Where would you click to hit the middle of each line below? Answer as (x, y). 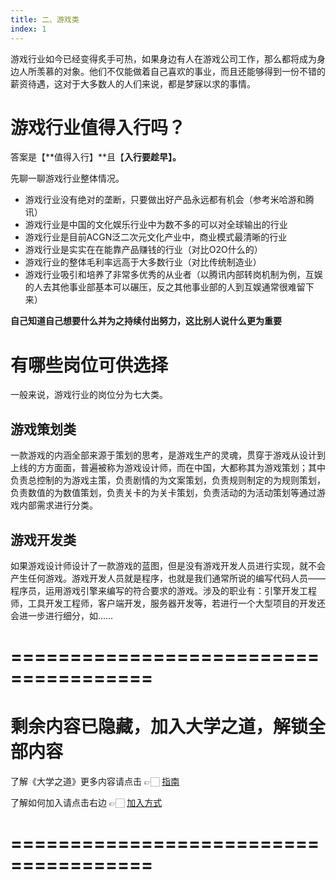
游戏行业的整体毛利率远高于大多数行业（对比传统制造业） (143, 262)
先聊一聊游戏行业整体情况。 (67, 178)
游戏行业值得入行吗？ (98, 127)
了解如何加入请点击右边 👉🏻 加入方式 (86, 803)
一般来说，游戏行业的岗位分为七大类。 (89, 395)
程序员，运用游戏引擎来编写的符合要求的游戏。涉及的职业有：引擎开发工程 (163, 590)
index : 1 (28, 29)
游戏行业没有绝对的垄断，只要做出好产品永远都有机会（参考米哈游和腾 (169, 200)
